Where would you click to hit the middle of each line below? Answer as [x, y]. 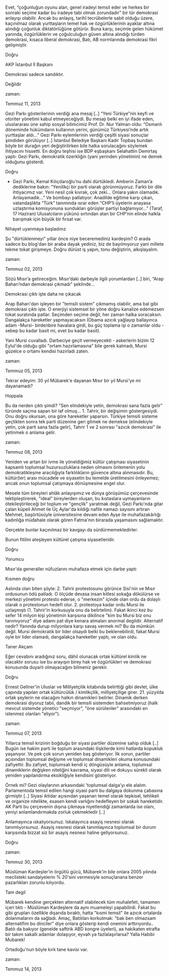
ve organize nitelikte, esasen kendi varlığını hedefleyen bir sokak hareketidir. [84, 801]
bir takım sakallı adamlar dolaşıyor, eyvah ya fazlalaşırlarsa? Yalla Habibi [80, 934]
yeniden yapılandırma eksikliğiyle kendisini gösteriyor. [61, 775]
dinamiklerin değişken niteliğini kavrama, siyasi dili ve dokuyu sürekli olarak [83, 770]
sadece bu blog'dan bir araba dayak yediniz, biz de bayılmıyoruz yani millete [84, 244]
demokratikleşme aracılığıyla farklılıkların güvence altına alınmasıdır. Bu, [80, 473]
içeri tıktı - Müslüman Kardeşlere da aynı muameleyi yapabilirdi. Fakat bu [81, 907]
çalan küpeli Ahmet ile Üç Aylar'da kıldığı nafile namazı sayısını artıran [77, 509]
